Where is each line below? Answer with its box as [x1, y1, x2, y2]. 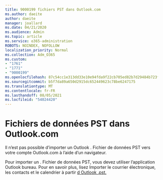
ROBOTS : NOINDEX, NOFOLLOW [5, 43, 60, 48]
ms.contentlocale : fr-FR [5, 88, 55, 93]
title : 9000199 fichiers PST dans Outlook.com [5, 7, 101, 12]
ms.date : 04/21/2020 [5, 25, 47, 30]
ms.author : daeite [5, 12, 42, 16]
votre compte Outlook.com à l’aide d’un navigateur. [5, 150, 107, 156]
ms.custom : [5, 57, 27, 62]
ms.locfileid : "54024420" [5, 98, 57, 102]
